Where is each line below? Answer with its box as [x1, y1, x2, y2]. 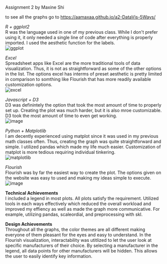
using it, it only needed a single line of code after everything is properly [5, 35, 153, 40]
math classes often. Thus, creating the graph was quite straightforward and [5, 138, 161, 144]
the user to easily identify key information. [5, 253, 93, 259]
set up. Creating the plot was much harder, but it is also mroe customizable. [5, 108, 162, 113]
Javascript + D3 [5, 97, 39, 103]
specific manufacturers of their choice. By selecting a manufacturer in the [5, 242, 158, 248]
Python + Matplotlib [5, 128, 46, 134]
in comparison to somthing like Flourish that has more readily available [5, 76, 151, 82]
